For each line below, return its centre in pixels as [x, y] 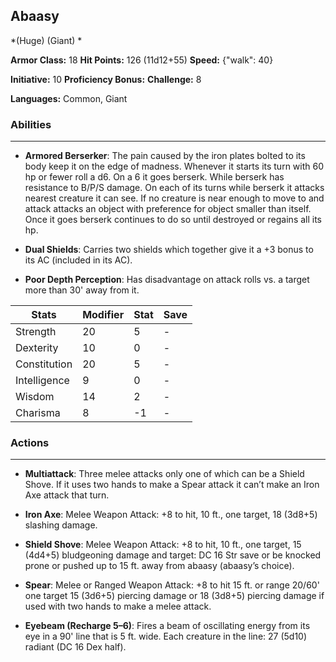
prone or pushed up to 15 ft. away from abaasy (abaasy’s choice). [159, 566]
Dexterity [37, 348]
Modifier [103, 315]
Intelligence [42, 381]
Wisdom [35, 397]
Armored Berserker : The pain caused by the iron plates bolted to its [165, 156]
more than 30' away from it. [82, 290]
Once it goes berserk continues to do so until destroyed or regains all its [173, 220]
